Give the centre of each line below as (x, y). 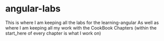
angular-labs (33, 9)
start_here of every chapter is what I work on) (53, 33)
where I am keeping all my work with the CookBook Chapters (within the (81, 27)
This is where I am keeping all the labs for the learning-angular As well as (82, 22)
